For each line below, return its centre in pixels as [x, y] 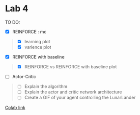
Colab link [15, 107]
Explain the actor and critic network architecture [73, 92]
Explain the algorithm [46, 86]
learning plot [37, 42]
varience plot [38, 47]
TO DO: [13, 22]
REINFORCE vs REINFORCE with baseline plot [70, 67]
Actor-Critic [24, 77]
